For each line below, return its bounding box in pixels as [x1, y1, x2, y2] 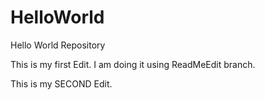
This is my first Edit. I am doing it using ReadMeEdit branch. [10, 58, 256, 70]
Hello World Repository [10, 39, 106, 51]
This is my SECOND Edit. [10, 77, 113, 90]
